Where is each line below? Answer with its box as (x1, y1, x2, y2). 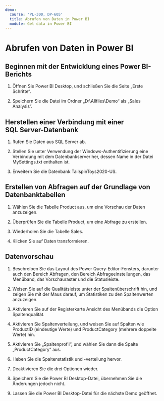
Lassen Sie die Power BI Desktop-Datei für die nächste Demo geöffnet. (12, 390, 158, 396)
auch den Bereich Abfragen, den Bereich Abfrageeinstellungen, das (12, 271, 151, 277)
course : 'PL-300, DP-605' (9, 12, 63, 17)
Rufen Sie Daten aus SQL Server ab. (12, 139, 86, 145)
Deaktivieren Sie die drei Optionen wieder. (12, 366, 99, 372)
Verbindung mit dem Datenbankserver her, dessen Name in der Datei (12, 154, 154, 160)
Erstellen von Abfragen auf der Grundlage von (5, 183, 151, 191)
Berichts (5, 70, 32, 79)
